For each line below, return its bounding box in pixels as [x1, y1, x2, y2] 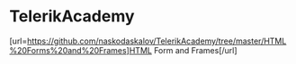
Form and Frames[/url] [154, 44, 238, 55]
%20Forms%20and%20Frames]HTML [9, 44, 153, 55]
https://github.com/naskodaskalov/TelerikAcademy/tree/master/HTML [26, 36, 287, 46]
